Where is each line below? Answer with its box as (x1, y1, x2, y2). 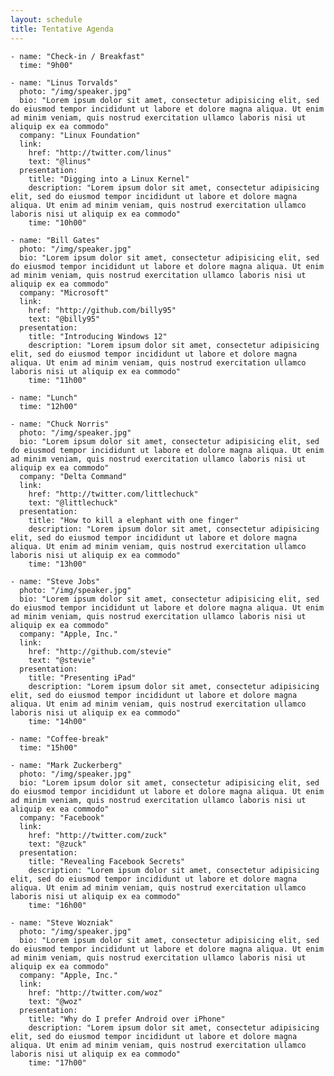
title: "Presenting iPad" (28, 672, 137, 683)
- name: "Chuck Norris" (10, 419, 110, 429)
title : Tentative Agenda (10, 24, 114, 34)
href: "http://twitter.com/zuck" (28, 830, 168, 840)
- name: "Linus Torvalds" (10, 77, 118, 88)
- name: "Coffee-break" (10, 734, 110, 744)
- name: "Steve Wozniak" (10, 917, 114, 928)
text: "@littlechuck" (28, 497, 118, 508)
